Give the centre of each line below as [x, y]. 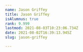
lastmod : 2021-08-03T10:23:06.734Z [42, 28]
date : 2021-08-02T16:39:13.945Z [38, 33]
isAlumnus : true [22, 19]
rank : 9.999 [17, 24]
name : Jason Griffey [26, 10]
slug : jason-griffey [26, 38]
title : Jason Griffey [27, 14]
